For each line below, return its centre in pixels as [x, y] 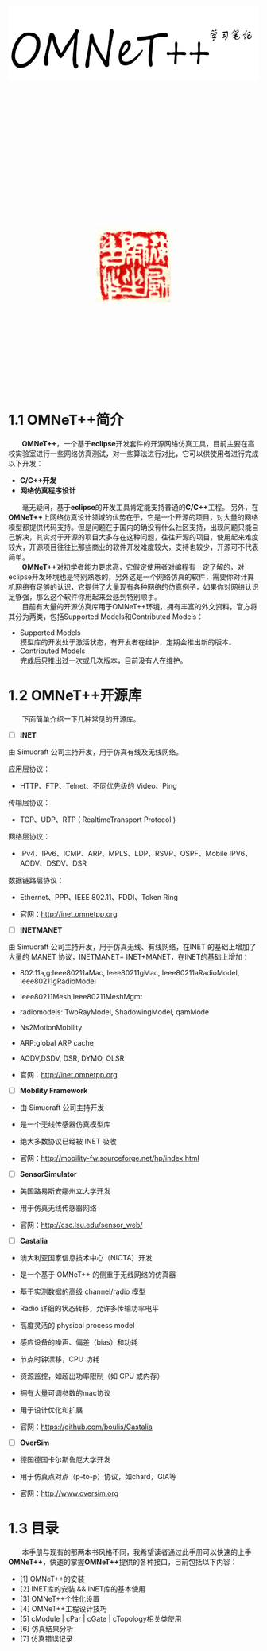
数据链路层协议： [36, 880]
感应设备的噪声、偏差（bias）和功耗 [79, 1342]
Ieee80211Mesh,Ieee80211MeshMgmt [81, 997]
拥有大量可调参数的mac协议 [65, 1393]
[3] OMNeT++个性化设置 [60, 1599]
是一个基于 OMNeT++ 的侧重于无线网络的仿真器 [98, 1275]
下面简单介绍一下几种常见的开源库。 [81, 718]
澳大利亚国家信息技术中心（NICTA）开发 [86, 1258]
